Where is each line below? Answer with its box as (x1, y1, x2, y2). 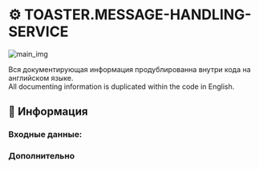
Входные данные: (8, 129, 83, 140)
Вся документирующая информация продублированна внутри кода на (8, 64, 251, 74)
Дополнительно (8, 151, 75, 162)
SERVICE (8, 22, 69, 41)
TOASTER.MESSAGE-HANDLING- (23, 6, 252, 24)
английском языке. (8, 73, 74, 82)
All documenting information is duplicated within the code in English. (8, 82, 235, 91)
